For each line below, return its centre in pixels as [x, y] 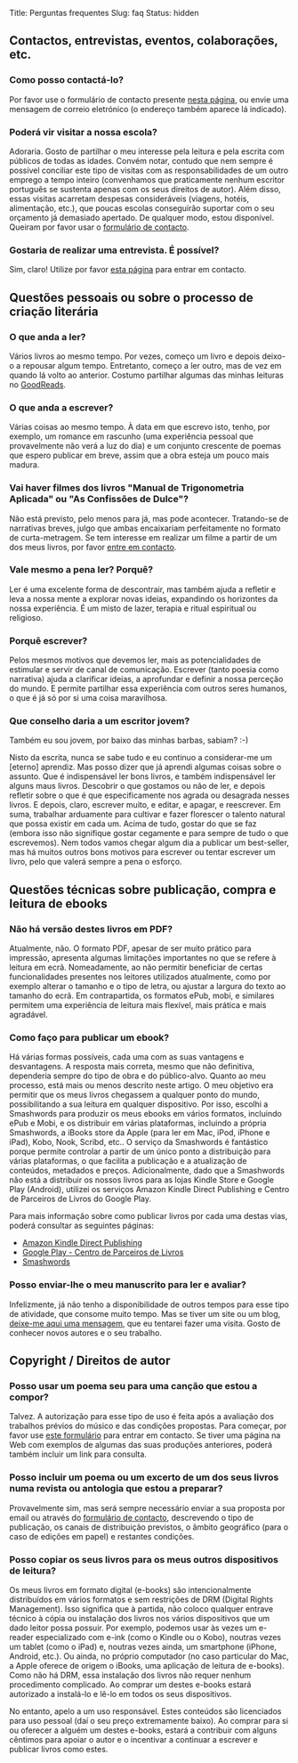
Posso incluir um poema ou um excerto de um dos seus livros [144, 1477]
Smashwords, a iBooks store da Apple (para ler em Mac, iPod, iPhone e [140, 1133]
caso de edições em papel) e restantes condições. [102, 1536]
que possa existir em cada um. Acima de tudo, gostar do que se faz [133, 824]
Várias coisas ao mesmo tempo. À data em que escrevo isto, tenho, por [140, 427]
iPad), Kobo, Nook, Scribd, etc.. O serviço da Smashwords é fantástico [139, 1142]
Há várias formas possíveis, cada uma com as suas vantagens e [127, 1057]
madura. [24, 465]
